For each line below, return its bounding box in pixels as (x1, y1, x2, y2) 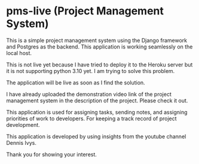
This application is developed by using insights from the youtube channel (6, 133, 186, 140)
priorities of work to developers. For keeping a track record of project (6, 115, 177, 122)
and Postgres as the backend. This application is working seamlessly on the (6, 43, 193, 50)
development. (6, 121, 40, 128)
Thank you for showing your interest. (6, 151, 97, 158)
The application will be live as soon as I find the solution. (6, 79, 145, 86)
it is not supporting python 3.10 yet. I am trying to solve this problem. (6, 67, 175, 74)
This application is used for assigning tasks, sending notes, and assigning (6, 108, 188, 116)
